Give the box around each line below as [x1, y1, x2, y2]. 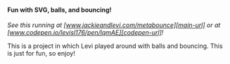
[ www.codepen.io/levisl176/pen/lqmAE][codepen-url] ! [7, 29, 164, 37]
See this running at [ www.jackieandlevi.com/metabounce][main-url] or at [7, 21, 221, 29]
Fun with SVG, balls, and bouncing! [7, 6, 112, 14]
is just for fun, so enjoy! [7, 49, 75, 58]
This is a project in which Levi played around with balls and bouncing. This [7, 42, 223, 50]
